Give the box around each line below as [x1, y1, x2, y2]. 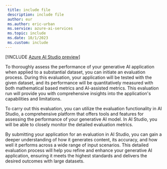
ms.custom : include [7, 40, 49, 45]
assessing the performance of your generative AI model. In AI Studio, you [5, 116, 157, 122]
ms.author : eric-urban [7, 21, 55, 27]
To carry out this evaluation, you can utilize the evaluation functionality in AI [5, 105, 162, 111]
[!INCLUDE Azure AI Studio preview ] [5, 54, 80, 60]
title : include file [7, 7, 51, 13]
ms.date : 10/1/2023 [7, 36, 49, 41]
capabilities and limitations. [5, 96, 62, 102]
